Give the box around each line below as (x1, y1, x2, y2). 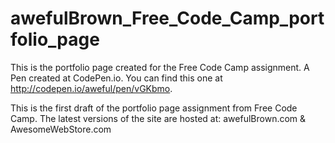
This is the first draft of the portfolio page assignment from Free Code (10, 102, 298, 114)
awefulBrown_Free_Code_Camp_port (10, 7, 325, 30)
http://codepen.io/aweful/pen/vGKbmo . (10, 82, 173, 94)
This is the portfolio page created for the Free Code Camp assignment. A (10, 61, 310, 73)
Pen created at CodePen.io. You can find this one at (10, 72, 223, 84)
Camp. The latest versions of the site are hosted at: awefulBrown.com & (10, 112, 307, 124)
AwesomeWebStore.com (10, 123, 112, 135)
